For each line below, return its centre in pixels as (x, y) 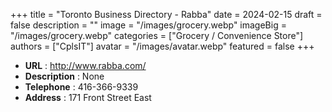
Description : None (64, 76)
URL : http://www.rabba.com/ (85, 65)
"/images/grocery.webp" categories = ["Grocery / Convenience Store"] (157, 35)
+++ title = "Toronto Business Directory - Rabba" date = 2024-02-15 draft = (166, 14)
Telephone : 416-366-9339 (81, 87)
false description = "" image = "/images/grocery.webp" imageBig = (148, 25)
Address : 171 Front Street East (88, 97)
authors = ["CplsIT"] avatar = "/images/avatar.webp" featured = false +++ (162, 46)
